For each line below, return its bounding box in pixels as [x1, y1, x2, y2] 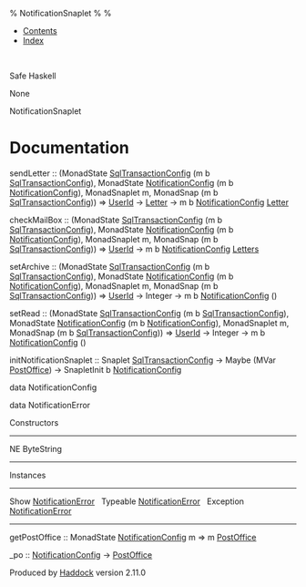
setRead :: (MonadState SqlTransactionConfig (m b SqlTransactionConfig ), [9, 307, 290, 318]
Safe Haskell [9, 70, 56, 81]
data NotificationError [9, 399, 91, 410]
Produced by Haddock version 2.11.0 [9, 567, 147, 578]
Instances [9, 469, 46, 480]
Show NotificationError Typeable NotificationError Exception [9, 496, 244, 507]
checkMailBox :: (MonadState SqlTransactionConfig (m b [9, 214, 223, 225]
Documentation [9, 138, 130, 159]
